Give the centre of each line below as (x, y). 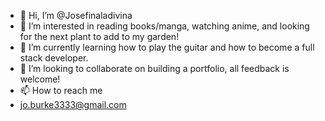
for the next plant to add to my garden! (99, 36)
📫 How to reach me (61, 90)
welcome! (40, 79)
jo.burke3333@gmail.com (73, 104)
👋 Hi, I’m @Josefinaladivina (76, 15)
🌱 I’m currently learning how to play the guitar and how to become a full (167, 47)
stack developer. (54, 58)
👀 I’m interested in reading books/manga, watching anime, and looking (164, 26)
